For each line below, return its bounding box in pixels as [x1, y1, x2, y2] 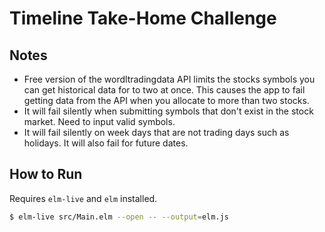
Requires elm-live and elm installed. [9, 192, 158, 204]
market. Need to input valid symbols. [23, 116, 176, 127]
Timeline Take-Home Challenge [9, 7, 277, 30]
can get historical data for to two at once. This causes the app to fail [23, 84, 306, 96]
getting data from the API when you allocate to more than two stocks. [23, 95, 310, 106]
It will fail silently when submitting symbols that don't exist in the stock [23, 105, 314, 117]
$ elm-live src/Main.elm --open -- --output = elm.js [9, 212, 229, 222]
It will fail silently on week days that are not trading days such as [23, 127, 290, 138]
